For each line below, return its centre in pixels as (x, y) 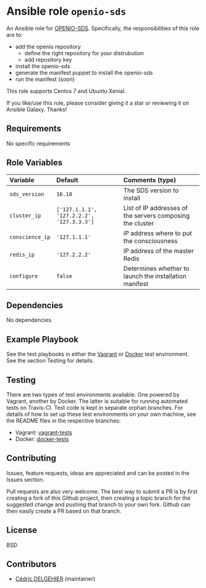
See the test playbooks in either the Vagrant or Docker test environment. (98, 354)
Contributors (32, 564)
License (22, 530)
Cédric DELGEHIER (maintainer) (55, 579)
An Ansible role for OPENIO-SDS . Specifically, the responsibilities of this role (103, 28)
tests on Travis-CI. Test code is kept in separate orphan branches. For (95, 408)
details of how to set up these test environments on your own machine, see (101, 414)
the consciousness (151, 241)
